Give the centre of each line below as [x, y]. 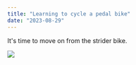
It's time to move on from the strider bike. [67, 40]
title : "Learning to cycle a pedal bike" [69, 14]
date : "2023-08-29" [36, 20]
